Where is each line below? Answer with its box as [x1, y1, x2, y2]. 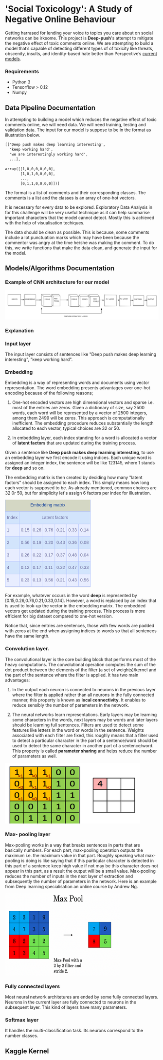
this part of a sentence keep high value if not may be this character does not [5, 862, 158, 869]
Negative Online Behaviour [5, 14, 116, 25]
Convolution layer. [5, 645, 50, 652]
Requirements [5, 68, 39, 75]
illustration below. [5, 132, 40, 138]
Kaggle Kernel [5, 1047, 49, 1055]
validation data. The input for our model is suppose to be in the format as [5, 127, 151, 133]
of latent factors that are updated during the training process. [12, 440, 137, 446]
